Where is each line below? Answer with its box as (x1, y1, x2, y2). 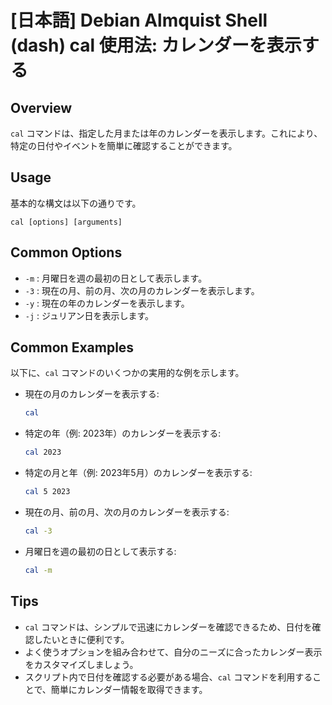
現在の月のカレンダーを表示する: (24, 388, 160, 400)
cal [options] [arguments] (10, 217, 123, 227)
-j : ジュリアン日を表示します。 (24, 309, 155, 321)
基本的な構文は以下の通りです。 (10, 197, 142, 209)
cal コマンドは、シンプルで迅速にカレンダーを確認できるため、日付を (24, 621, 313, 633)
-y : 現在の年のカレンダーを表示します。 (24, 297, 190, 309)
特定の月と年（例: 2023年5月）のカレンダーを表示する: (24, 467, 253, 479)
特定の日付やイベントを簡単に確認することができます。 (10, 140, 238, 151)
